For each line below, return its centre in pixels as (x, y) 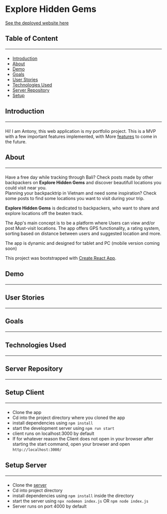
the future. (16, 142)
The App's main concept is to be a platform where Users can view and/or (80, 223)
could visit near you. (26, 188)
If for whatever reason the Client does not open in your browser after (83, 439)
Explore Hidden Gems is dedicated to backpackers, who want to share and (82, 208)
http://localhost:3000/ (37, 450)
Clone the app (27, 412)
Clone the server (30, 485)
